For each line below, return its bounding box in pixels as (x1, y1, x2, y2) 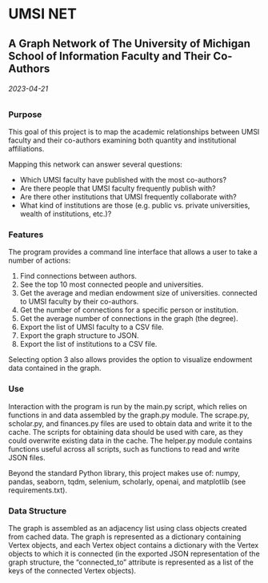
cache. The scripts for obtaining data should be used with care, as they (8, 427, 243, 436)
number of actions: (8, 255, 71, 265)
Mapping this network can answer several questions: (8, 159, 182, 169)
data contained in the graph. (8, 364, 102, 373)
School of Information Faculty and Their (8, 49, 211, 62)
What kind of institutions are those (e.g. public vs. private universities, (19, 201, 250, 211)
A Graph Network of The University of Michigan (8, 37, 250, 50)
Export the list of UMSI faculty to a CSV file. (19, 322, 164, 332)
